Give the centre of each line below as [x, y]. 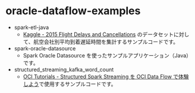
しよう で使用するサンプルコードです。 [70, 84]
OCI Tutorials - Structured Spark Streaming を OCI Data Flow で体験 [106, 76]
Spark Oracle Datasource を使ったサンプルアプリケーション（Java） [107, 55]
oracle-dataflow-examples [73, 11]
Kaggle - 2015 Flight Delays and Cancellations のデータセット [98, 34]
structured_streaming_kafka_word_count [64, 69]
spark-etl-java [32, 27]
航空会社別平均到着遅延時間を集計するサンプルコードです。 [106, 41]
